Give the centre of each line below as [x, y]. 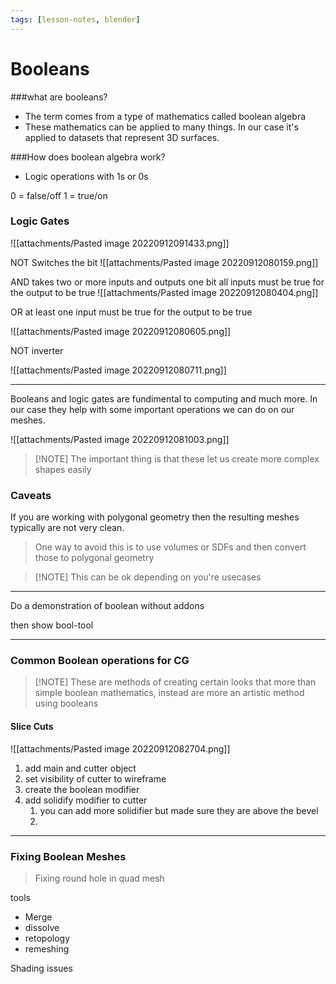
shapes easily [63, 469]
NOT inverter [37, 350]
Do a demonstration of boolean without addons [107, 606]
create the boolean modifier [82, 789]
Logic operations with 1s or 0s [86, 176]
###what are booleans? [59, 97]
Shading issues [41, 968]
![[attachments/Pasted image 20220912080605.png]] [121, 331]
